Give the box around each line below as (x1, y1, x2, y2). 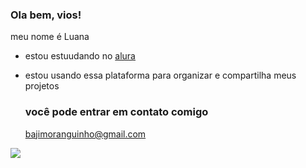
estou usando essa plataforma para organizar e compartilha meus (24, 69, 297, 82)
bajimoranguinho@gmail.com (24, 128, 147, 140)
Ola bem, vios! (10, 8, 82, 22)
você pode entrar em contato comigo (24, 105, 209, 119)
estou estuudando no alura (24, 50, 136, 62)
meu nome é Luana (10, 31, 90, 43)
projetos (24, 80, 60, 92)
